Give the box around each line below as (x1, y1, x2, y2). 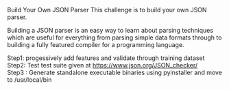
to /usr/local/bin (7, 76, 52, 84)
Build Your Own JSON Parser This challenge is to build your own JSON (7, 6, 207, 14)
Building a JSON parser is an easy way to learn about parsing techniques (7, 27, 214, 34)
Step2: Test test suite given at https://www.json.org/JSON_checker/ (7, 61, 198, 69)
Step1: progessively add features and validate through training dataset (7, 54, 205, 62)
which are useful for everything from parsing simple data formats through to (7, 33, 222, 42)
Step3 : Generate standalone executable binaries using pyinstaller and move (7, 68, 223, 76)
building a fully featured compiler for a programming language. (7, 41, 184, 48)
